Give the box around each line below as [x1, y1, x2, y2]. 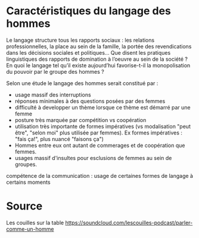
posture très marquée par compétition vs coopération [14, 116, 147, 123]
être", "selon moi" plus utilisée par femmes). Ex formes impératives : [14, 129, 183, 136]
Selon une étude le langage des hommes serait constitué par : [6, 79, 158, 87]
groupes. [14, 161, 38, 168]
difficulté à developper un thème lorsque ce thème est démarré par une [14, 104, 191, 111]
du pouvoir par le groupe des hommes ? [6, 68, 104, 75]
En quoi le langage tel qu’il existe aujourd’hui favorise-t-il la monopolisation [6, 61, 191, 69]
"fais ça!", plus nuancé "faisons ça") [14, 135, 104, 142]
